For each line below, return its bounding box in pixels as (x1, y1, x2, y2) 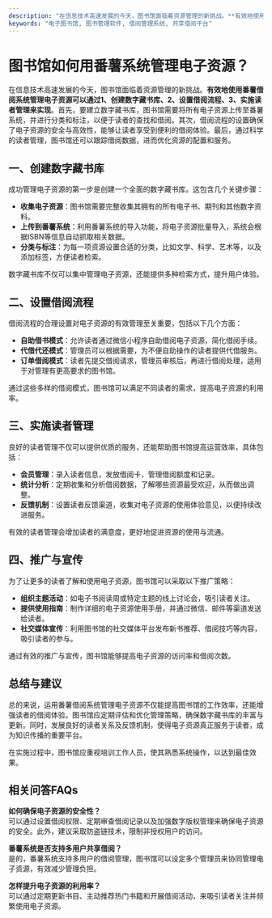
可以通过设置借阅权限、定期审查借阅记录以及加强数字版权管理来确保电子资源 (8, 816, 264, 826)
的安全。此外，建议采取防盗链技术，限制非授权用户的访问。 (8, 827, 207, 836)
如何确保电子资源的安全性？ (8, 806, 101, 816)
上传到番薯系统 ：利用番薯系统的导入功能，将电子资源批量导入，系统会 (19, 222, 255, 231)
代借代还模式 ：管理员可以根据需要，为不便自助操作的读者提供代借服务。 (19, 345, 261, 356)
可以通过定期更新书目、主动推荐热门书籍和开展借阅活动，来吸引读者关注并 (8, 891, 257, 901)
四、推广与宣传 (8, 553, 83, 567)
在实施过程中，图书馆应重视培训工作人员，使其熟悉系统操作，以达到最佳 (8, 747, 249, 757)
